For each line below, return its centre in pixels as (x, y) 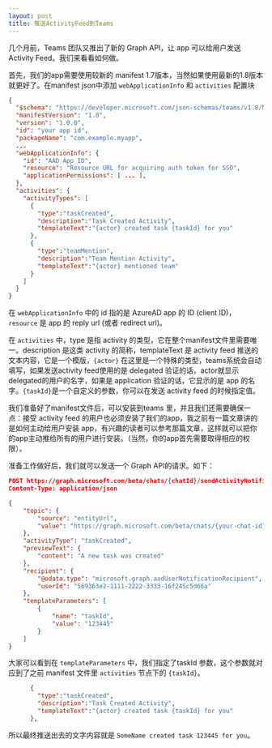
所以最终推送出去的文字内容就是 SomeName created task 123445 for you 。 (132, 735)
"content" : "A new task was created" (101, 556)
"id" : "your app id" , (52, 130)
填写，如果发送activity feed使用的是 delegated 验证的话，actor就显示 (124, 370)
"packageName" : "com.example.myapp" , (79, 138)
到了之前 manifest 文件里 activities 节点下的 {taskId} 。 (110, 673)
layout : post (30, 16)
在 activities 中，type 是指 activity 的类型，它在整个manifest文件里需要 (130, 340)
